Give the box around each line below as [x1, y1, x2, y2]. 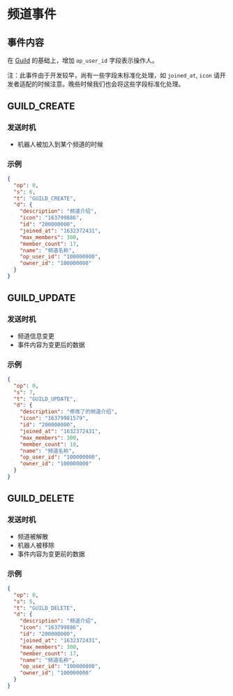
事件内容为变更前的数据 [17, 549, 85, 558]
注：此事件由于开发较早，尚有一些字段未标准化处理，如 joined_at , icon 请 [7, 71, 220, 79]
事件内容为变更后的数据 [17, 340, 85, 349]
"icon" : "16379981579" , [20, 415, 89, 422]
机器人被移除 [17, 541, 54, 549]
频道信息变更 [17, 331, 54, 340]
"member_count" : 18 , [20, 441, 80, 448]
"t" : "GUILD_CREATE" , [13, 195, 77, 202]
